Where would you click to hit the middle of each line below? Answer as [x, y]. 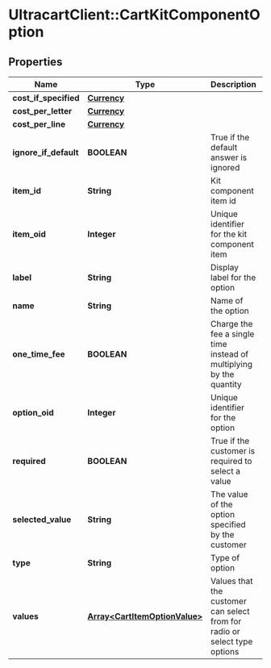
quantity [226, 384]
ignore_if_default [46, 152]
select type [232, 641]
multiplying [231, 364]
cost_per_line [39, 124]
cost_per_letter [42, 111]
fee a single [233, 334]
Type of [225, 558]
